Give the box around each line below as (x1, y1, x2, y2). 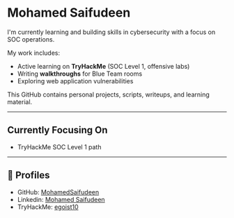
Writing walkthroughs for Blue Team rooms (17, 69, 143, 78)
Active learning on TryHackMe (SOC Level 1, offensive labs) (17, 62, 190, 70)
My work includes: (7, 49, 61, 57)
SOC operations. (7, 35, 55, 43)
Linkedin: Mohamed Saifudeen (17, 195, 106, 203)
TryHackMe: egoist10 (17, 203, 79, 211)
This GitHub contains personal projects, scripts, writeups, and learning (7, 90, 210, 99)
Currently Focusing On (7, 124, 108, 136)
